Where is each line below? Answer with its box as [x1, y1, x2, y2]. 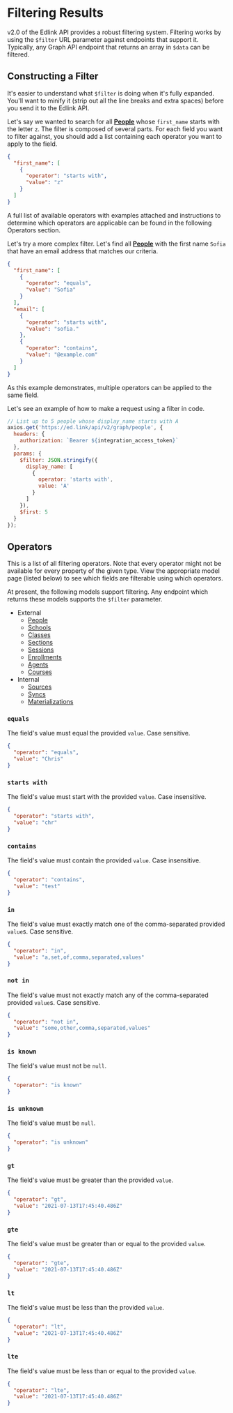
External [17, 608, 42, 617]
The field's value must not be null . [7, 1062, 107, 1070]
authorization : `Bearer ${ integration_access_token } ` [19, 438, 179, 444]
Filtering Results [7, 5, 104, 21]
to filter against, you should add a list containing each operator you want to [7, 132, 223, 140]
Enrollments [27, 653, 63, 661]
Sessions [27, 645, 54, 654]
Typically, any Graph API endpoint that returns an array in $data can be [7, 43, 210, 51]
